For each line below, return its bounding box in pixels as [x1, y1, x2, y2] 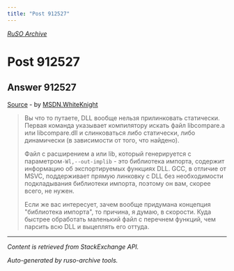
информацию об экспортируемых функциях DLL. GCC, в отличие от [24, 164, 226, 173]
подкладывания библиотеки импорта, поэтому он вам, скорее [24, 179, 211, 187]
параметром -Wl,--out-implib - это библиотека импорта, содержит [24, 156, 225, 165]
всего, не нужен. [24, 186, 75, 195]
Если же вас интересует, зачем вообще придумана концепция [24, 200, 211, 208]
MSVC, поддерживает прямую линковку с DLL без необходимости [24, 172, 224, 180]
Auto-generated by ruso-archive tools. [7, 256, 118, 264]
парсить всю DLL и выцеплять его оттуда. [24, 222, 150, 230]
